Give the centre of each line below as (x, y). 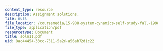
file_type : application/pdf (33, 28)
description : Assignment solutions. (42, 14)
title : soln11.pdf (24, 37)
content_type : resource (29, 9)
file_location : (20, 23)
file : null (16, 18)
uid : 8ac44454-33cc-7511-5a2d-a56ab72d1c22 (50, 41)
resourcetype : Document (29, 32)
